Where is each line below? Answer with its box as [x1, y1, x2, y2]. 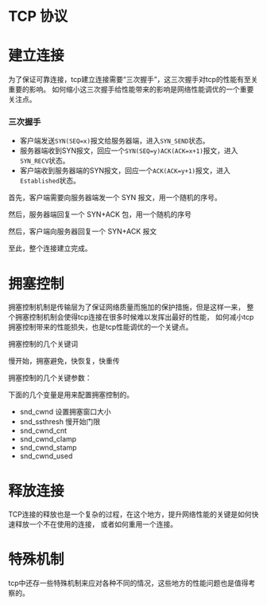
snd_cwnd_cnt [19, 426, 68, 435]
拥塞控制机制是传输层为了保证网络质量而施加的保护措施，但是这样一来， [8, 302, 245, 312]
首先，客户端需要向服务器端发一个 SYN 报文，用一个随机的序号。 [8, 193, 222, 202]
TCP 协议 [8, 7, 68, 26]
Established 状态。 [19, 176, 81, 186]
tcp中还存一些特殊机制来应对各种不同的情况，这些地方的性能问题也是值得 [8, 579, 249, 588]
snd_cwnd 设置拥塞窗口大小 [19, 407, 111, 417]
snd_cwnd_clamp [19, 434, 77, 444]
